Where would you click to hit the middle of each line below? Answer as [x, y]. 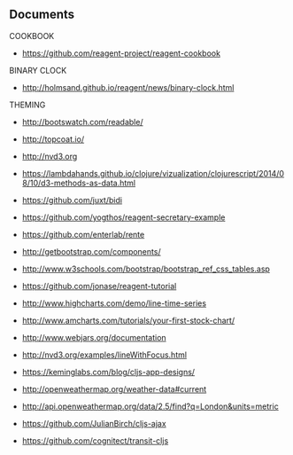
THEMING [27, 105]
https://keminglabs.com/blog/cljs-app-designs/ [108, 372]
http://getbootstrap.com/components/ [91, 251]
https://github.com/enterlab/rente [83, 234]
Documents [42, 15]
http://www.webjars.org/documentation [94, 337]
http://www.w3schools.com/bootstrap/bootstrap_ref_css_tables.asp [146, 269]
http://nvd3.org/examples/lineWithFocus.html [104, 355]
